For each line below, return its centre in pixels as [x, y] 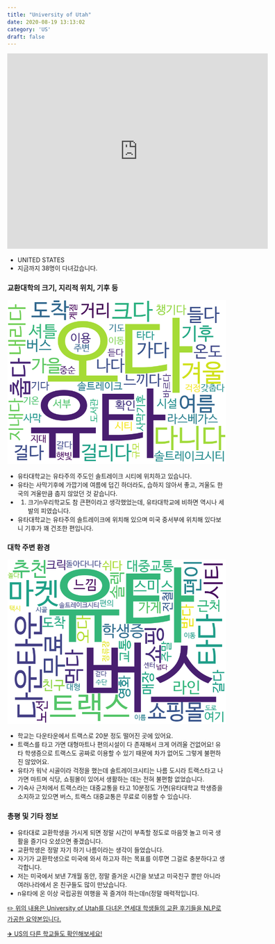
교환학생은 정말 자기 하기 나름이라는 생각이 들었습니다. [91, 850]
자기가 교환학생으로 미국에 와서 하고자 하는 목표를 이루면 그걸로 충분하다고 [117, 859]
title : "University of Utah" [49, 15]
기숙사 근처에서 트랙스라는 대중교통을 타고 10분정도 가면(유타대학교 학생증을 [120, 788]
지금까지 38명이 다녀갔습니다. [57, 268]
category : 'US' [29, 29]
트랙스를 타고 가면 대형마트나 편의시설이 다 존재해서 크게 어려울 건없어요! [115, 744]
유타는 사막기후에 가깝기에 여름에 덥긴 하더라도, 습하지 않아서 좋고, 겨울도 [116, 485]
